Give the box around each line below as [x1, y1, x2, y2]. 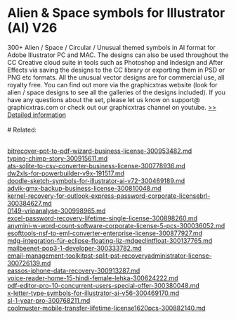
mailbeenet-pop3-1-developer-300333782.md [7, 244, 142, 252]
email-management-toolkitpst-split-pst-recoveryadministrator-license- [7, 251, 212, 260]
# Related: [7, 125, 37, 134]
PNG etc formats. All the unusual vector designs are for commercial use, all [7, 73, 225, 82]
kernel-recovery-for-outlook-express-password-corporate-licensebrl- [7, 192, 211, 200]
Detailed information [7, 111, 67, 119]
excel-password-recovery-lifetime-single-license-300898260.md [7, 213, 198, 223]
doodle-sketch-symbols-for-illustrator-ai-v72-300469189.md [7, 176, 185, 184]
